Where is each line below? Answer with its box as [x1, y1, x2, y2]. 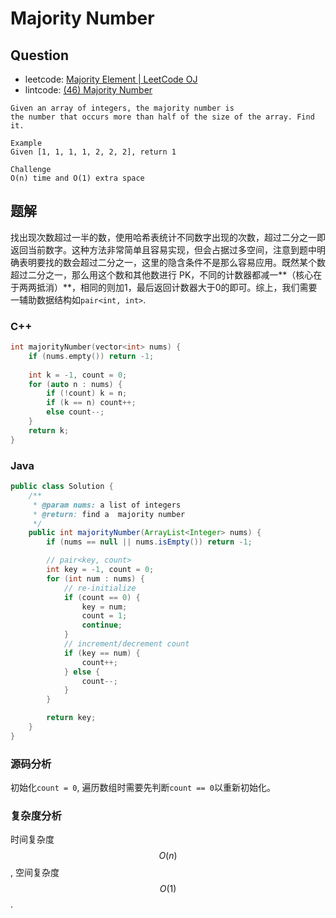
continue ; [81, 620, 123, 631]
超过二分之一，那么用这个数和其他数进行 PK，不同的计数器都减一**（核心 [10, 268, 314, 281]
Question [10, 47, 69, 64]
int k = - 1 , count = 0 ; [28, 370, 128, 380]
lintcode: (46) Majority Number [24, 84, 153, 96]
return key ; [46, 713, 97, 723]
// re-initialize [63, 583, 137, 593]
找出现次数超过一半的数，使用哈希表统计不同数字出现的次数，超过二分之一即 [10, 231, 326, 243]
